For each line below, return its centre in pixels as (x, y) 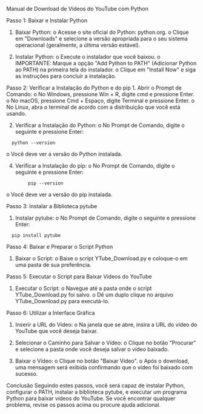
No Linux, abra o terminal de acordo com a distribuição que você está (93, 107)
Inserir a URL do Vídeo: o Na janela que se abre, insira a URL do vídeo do (106, 324)
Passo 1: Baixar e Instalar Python (47, 20)
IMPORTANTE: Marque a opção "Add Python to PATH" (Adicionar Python (106, 63)
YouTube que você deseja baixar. (56, 331)
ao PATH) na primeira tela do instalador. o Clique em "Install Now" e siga (105, 70)
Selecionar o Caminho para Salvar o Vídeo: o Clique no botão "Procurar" (105, 343)
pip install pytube (36, 235)
